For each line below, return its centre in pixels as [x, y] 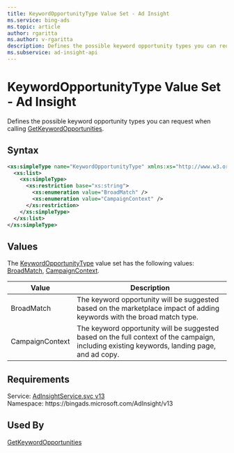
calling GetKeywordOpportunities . [56, 128]
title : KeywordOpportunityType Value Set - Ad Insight [88, 14]
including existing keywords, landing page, [146, 346]
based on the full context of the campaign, [146, 337]
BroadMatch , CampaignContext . [53, 271]
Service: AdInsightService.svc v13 [56, 396]
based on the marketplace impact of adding [148, 309]
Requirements [38, 379]
